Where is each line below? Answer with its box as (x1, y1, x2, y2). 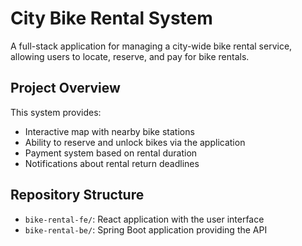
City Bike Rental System (10, 7, 213, 30)
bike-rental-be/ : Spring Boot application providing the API (24, 223, 268, 236)
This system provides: (10, 106, 102, 118)
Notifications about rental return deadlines (24, 157, 200, 169)
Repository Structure (10, 187, 145, 204)
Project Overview (10, 80, 121, 97)
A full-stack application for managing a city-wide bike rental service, (10, 40, 293, 52)
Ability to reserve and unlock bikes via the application (24, 136, 246, 148)
